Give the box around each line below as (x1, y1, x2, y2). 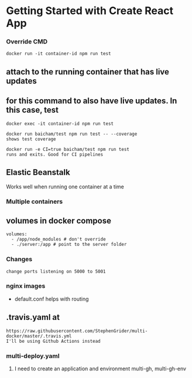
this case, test (6, 105, 59, 115)
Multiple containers (6, 198, 63, 206)
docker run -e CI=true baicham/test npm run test (6, 146, 130, 152)
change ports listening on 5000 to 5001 (6, 268, 107, 274)
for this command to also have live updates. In (6, 96, 177, 106)
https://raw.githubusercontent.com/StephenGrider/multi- (6, 328, 148, 334)
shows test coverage (6, 136, 57, 142)
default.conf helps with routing (14, 295, 89, 302)
